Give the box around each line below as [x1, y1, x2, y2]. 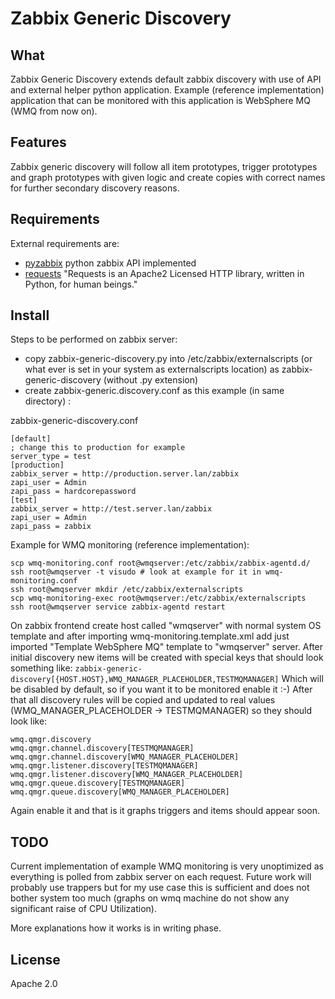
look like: [10, 715, 48, 727]
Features [10, 134, 67, 151]
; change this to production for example [10, 443, 186, 453]
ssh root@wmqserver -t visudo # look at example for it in [10, 567, 262, 577]
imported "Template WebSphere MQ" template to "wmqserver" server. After [10, 641, 324, 653]
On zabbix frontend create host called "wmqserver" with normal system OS [10, 620, 322, 632]
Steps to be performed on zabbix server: [10, 333, 178, 346]
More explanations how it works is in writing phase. [10, 922, 222, 934]
